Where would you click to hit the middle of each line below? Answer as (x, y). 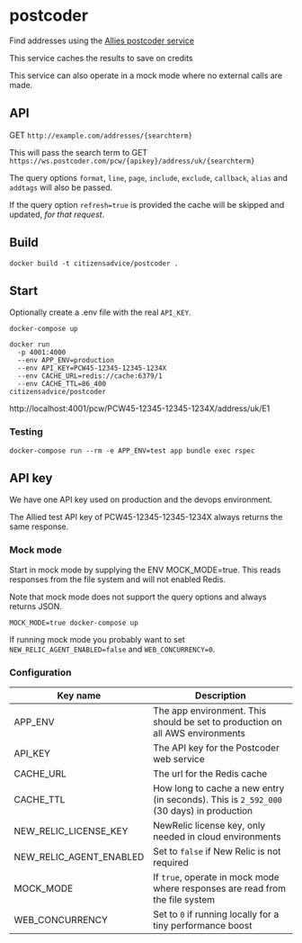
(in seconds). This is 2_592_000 (218, 800)
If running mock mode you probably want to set (98, 639)
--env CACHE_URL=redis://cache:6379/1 (90, 376)
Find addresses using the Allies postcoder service (102, 40)
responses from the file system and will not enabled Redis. (118, 579)
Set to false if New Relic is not (217, 851)
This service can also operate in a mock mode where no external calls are (146, 75)
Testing (26, 432)
